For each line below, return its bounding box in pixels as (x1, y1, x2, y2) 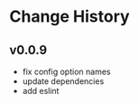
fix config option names (22, 66, 111, 77)
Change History (9, 6, 130, 27)
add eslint (22, 86, 60, 96)
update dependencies (22, 76, 105, 87)
